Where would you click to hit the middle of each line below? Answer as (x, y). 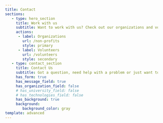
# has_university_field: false (47, 91)
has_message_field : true (41, 81)
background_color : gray (46, 109)
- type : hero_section (33, 18)
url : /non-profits (41, 41)
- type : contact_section (37, 63)
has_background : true (38, 100)
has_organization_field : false (47, 86)
